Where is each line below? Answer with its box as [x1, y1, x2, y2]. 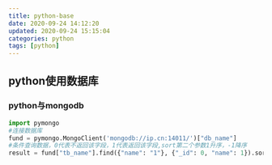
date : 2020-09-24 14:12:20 [8, 19, 100, 27]
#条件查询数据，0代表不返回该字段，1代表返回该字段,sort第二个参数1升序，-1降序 [8, 142, 248, 150]
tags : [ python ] [8, 42, 60, 50]
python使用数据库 [8, 74, 99, 87]
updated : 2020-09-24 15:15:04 [8, 27, 111, 35]
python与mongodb [8, 100, 85, 112]
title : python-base [8, 11, 74, 20]
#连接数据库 [8, 126, 43, 134]
